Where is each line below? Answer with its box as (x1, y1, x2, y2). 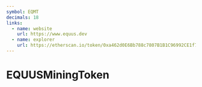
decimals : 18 (6, 14, 39, 20)
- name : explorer (11, 37, 55, 43)
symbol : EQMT (6, 8, 39, 15)
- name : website (11, 25, 52, 32)
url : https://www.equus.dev (17, 31, 87, 37)
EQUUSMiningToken (6, 68, 109, 82)
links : (6, 20, 23, 26)
